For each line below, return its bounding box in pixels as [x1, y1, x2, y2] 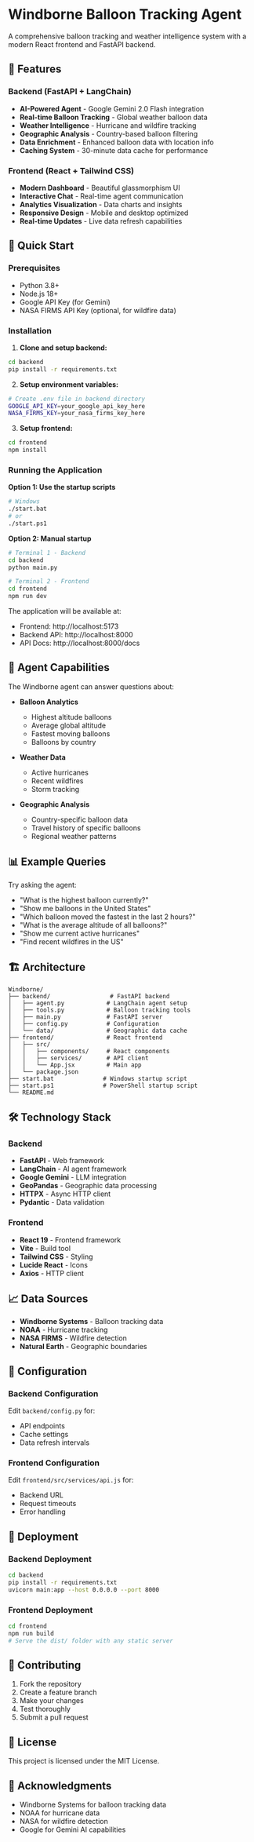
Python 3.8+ [19, 280, 60, 290]
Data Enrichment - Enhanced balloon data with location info [19, 137, 214, 147]
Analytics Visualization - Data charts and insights [19, 199, 183, 209]
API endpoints [19, 1421, 65, 1430]
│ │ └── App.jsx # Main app [8, 1061, 143, 1069]
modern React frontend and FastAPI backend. [8, 39, 156, 49]
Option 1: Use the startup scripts [8, 483, 116, 492]
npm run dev [8, 593, 47, 600]
